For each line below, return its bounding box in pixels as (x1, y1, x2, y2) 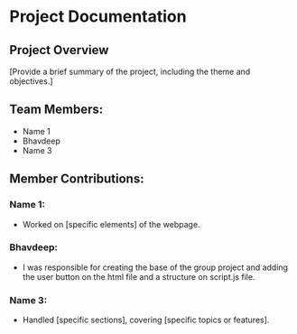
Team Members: (9, 102, 104, 117)
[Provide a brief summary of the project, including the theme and (9, 66, 251, 77)
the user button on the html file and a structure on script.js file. (22, 271, 255, 282)
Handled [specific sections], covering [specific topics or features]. (22, 314, 270, 326)
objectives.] (9, 76, 53, 87)
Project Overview (9, 42, 109, 58)
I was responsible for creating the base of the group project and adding (22, 262, 289, 273)
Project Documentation (9, 6, 187, 27)
